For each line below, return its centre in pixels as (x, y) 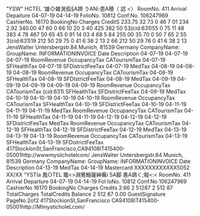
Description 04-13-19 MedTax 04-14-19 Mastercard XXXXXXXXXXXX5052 (98, 168)
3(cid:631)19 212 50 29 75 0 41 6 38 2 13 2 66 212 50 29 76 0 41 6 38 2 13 (96, 41)
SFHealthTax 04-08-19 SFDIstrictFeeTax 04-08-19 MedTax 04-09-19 (91, 79)
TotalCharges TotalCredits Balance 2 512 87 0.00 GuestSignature (86, 194)
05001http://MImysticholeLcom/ (46, 207)
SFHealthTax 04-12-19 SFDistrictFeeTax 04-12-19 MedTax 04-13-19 (104, 129)
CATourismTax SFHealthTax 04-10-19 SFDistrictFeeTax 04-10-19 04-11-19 (96, 104)
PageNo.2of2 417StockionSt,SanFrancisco (58, 200)
